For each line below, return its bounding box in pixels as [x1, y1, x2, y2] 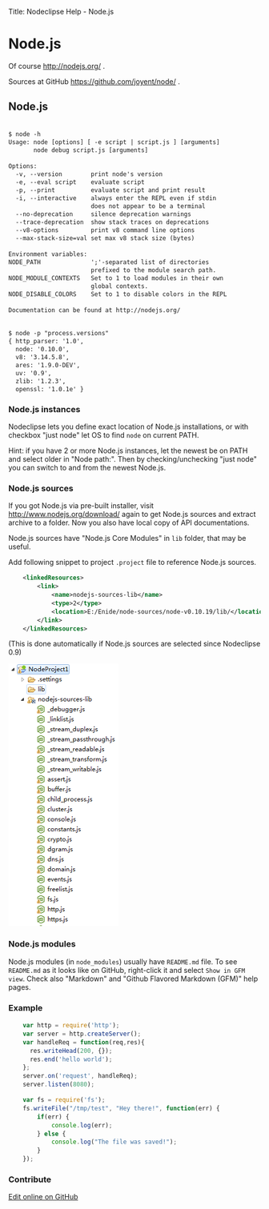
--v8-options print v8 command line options [15, 226, 195, 234]
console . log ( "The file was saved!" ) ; [50, 1138, 178, 1147]
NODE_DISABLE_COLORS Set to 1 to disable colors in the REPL [8, 290, 227, 298]
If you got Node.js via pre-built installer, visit [8, 501, 155, 510]
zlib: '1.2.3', [15, 377, 66, 385]
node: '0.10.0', [15, 345, 70, 353]
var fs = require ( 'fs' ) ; [22, 1096, 106, 1104]
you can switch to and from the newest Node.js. [8, 463, 167, 473]
